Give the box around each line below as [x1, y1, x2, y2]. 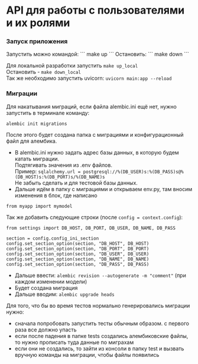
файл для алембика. [6, 137, 57, 144]
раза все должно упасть [14, 326, 77, 333]
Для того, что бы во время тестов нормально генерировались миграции [6, 302, 190, 309]
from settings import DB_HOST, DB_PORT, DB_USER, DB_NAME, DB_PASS [6, 225, 176, 231]
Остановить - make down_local [6, 69, 82, 76]
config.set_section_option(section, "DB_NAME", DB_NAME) [6, 256, 150, 262]
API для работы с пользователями [6, 4, 185, 17]
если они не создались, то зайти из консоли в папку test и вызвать [14, 344, 184, 352]
